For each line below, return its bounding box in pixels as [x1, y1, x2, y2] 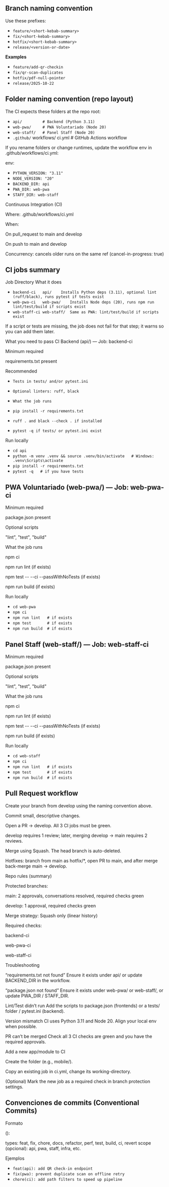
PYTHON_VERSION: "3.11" [12, 171, 64, 176]
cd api [12, 448, 27, 454]
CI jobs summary [5, 266, 60, 274]
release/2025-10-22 [12, 81, 54, 86]
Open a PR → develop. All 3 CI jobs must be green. [5, 822, 112, 828]
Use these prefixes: [5, 17, 46, 24]
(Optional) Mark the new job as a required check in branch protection [5, 1078, 150, 1084]
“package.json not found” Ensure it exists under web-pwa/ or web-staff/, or [5, 987, 164, 993]
